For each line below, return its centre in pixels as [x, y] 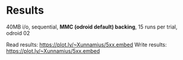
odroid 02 [18, 33]
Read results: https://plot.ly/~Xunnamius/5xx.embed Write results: [86, 45]
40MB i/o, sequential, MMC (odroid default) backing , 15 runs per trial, [92, 27]
